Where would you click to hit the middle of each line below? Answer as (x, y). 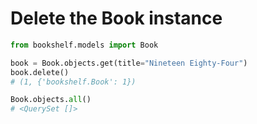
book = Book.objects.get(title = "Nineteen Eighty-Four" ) (129, 63)
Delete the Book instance (116, 18)
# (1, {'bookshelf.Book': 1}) (73, 82)
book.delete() (40, 72)
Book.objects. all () (51, 100)
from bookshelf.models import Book (84, 45)
